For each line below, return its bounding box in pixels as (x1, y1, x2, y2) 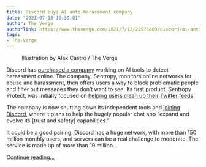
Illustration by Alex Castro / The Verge (21, 54, 118, 61)
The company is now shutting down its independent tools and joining (6, 104, 181, 111)
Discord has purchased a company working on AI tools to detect (6, 66, 169, 73)
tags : (6, 32, 20, 38)
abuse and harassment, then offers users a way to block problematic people (6, 79, 199, 86)
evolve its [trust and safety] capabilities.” (6, 117, 110, 124)
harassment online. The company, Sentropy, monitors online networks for (6, 73, 192, 80)
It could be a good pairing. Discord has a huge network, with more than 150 (6, 129, 197, 136)
